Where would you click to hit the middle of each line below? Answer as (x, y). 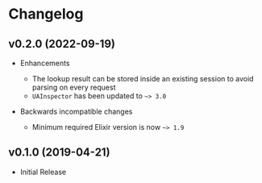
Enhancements (45, 63)
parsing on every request (74, 87)
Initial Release (43, 172)
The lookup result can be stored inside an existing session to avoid (143, 79)
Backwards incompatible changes (76, 111)
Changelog (46, 14)
